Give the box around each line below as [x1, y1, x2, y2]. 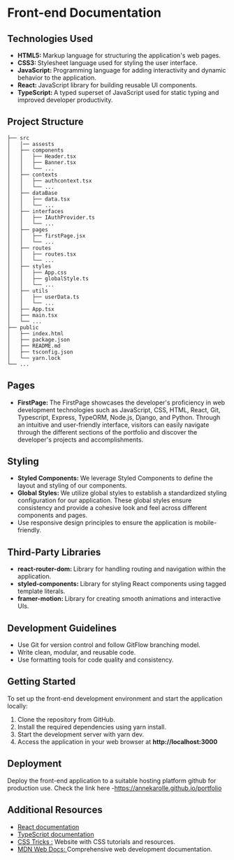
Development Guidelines [7, 622, 117, 634]
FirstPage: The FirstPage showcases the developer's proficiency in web [17, 398, 226, 407]
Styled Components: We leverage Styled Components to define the [17, 474, 213, 483]
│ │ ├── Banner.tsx [7, 159, 77, 166]
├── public [7, 323, 39, 331]
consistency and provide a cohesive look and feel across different [17, 504, 207, 512]
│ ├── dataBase [7, 189, 58, 196]
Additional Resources [7, 804, 103, 816]
